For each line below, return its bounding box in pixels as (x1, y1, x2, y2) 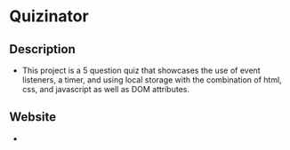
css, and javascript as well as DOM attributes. (21, 84, 189, 94)
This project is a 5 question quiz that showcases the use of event (21, 65, 261, 75)
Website (9, 109, 56, 125)
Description (9, 42, 76, 57)
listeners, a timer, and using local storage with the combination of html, (21, 75, 282, 85)
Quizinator (9, 6, 89, 27)
